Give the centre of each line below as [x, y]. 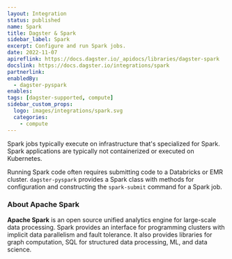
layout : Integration [37, 14]
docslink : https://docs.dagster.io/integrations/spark [88, 65]
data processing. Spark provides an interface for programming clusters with [116, 227]
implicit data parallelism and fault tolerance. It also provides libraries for [110, 235]
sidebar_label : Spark [39, 40]
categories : [31, 117]
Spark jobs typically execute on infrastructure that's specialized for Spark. [114, 143]
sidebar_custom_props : [40, 104]
